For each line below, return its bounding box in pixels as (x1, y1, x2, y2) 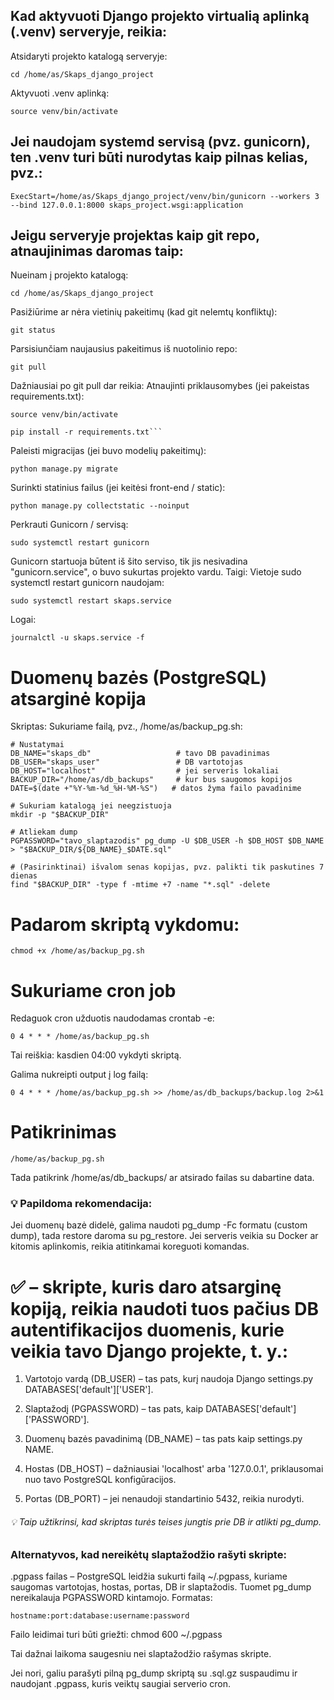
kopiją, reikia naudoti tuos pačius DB (10, 1297, 320, 1320)
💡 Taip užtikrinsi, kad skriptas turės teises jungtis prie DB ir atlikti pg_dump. (10, 1516, 322, 1528)
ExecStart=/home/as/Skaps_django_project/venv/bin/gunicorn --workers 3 (10, 191, 320, 201)
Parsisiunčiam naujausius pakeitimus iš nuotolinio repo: (10, 343, 238, 355)
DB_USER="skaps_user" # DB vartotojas (10, 757, 244, 768)
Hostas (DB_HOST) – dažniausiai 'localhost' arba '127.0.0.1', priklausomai (24, 1463, 324, 1475)
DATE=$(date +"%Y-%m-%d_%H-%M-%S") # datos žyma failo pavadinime (10, 784, 302, 794)
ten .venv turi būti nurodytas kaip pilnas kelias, (10, 149, 308, 166)
